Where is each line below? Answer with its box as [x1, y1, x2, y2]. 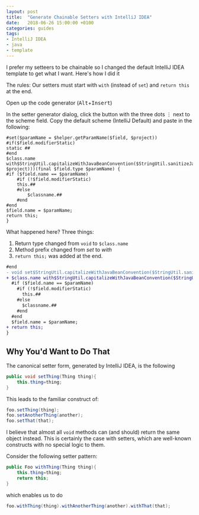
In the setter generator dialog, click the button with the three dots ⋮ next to [6, 110, 191, 117]
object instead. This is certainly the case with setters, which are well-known [6, 435, 191, 442]
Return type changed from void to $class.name [14, 240, 129, 247]
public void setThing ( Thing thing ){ [6, 373, 97, 380]
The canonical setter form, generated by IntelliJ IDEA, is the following [6, 362, 175, 369]
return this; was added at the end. [14, 252, 103, 259]
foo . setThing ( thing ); [6, 407, 60, 413]
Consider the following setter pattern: [6, 453, 98, 460]
